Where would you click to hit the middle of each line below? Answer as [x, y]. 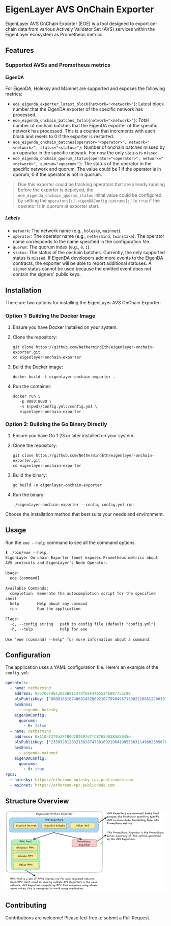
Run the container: [32, 386]
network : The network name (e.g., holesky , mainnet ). [67, 231]
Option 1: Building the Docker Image [50, 316]
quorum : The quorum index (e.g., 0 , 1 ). [51, 247]
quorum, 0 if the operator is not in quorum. [57, 174]
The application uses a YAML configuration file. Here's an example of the [82, 667]
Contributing [26, 905]
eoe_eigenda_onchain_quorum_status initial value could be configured [90, 195]
